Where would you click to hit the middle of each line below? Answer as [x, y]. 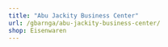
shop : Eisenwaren [38, 30]
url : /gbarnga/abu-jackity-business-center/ [84, 23]
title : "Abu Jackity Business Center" [73, 16]
